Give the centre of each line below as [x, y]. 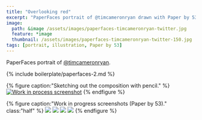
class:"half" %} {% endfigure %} [62, 110]
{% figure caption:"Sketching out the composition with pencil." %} [88, 85]
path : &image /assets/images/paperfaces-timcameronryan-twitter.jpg [99, 28]
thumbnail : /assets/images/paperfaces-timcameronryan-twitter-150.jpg [102, 40]
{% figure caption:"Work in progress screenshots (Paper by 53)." [87, 103]
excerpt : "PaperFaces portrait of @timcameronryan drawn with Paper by [98, 17]
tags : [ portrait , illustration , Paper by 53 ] [64, 46]
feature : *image [32, 34]
